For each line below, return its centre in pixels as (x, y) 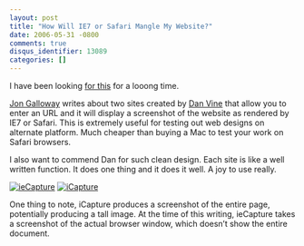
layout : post (34, 18)
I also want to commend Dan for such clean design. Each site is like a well (147, 159)
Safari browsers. (40, 142)
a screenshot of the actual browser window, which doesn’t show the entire (148, 224)
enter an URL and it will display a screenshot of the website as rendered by (149, 113)
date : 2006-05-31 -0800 (54, 34)
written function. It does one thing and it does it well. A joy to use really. (143, 169)
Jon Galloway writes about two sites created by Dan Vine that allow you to (148, 103)
